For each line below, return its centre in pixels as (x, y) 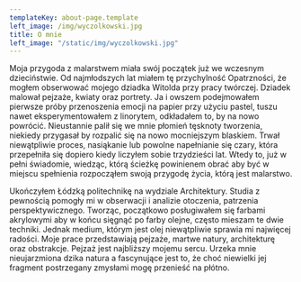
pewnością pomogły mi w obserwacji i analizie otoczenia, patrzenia (134, 201)
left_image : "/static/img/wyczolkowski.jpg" (94, 43)
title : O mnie (36, 34)
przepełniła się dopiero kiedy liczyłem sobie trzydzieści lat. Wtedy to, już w (148, 155)
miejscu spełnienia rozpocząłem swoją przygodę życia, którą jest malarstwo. (151, 174)
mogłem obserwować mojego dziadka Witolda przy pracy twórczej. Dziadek (150, 87)
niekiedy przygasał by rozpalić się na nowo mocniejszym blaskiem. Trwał (145, 135)
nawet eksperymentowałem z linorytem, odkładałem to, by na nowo (134, 116)
